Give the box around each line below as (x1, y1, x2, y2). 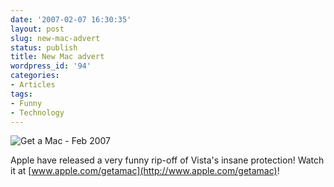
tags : (10, 89, 33, 99)
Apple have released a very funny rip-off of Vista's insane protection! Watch (10, 154, 325, 166)
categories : (10, 71, 60, 81)
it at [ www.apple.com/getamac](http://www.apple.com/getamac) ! (10, 165, 280, 177)
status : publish (10, 42, 78, 53)
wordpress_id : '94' (10, 61, 92, 71)
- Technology (10, 107, 65, 118)
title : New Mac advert (10, 52, 105, 62)
